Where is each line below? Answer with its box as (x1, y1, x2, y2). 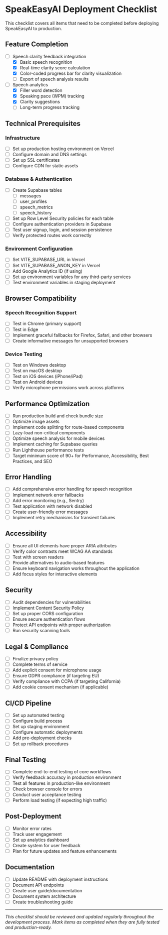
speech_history (19, 209, 52, 215)
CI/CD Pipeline (5, 699, 51, 708)
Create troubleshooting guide (12, 899, 73, 905)
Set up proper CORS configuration (12, 610, 83, 616)
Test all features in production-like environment (12, 780, 110, 786)
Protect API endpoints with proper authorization (12, 622, 111, 628)
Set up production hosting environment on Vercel (12, 146, 114, 152)
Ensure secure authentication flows (12, 616, 85, 622)
